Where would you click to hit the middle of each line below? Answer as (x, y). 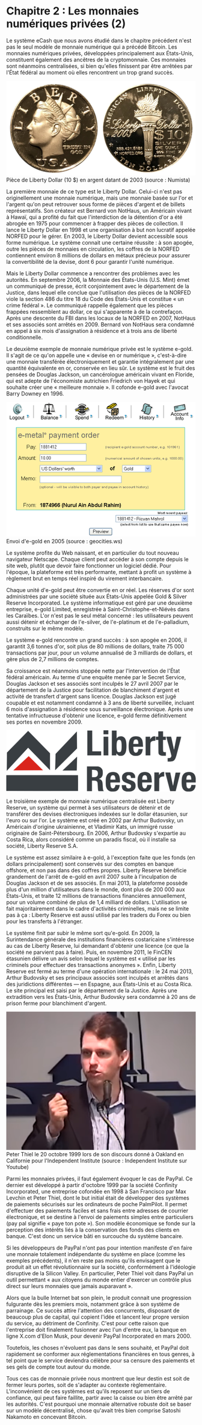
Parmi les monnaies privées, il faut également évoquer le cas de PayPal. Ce (99, 1179)
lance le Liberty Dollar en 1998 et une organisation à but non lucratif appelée (101, 230)
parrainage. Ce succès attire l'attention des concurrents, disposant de (93, 1310)
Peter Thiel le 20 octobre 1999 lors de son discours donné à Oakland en (95, 1154)
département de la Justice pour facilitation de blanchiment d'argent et (93, 690)
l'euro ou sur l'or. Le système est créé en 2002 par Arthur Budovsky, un (95, 820)
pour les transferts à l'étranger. (44, 921)
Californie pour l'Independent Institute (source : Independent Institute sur (97, 1161)
